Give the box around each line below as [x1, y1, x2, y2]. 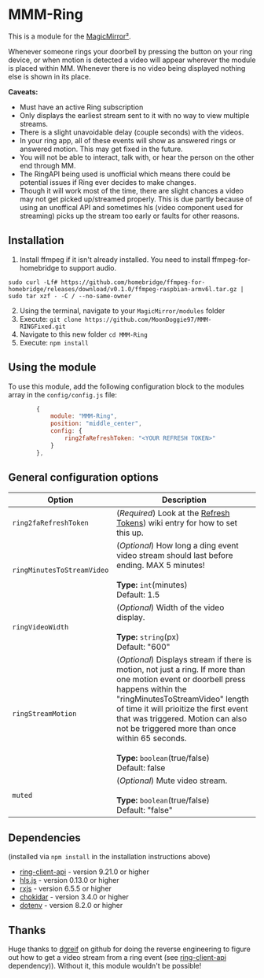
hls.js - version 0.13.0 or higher [19, 876, 119, 885]
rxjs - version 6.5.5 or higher [19, 884, 112, 894]
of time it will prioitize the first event [116, 703, 248, 714]
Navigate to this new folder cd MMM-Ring [19, 329, 148, 339]
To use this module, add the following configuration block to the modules [8, 382, 245, 391]
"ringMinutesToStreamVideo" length [116, 693, 250, 704]
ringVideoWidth [12, 622, 69, 631]
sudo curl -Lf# [8, 278, 58, 286]
